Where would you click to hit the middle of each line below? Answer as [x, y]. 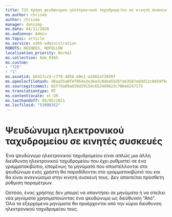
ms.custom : [17, 62]
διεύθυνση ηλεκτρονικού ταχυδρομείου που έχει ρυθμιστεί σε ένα [76, 161]
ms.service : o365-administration [41, 44]
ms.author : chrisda [26, 15]
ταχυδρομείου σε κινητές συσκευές [84, 142]
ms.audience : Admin [26, 34]
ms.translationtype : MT [31, 91]
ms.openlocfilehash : [27, 81]
